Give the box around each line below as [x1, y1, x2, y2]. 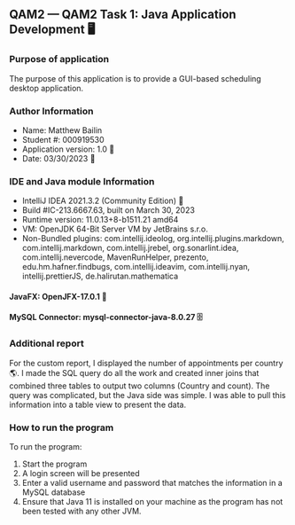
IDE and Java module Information [9, 175, 155, 187]
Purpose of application [9, 53, 110, 66]
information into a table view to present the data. [9, 399, 187, 410]
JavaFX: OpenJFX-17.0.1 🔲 [9, 291, 108, 302]
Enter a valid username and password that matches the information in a [21, 478, 283, 489]
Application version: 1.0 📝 [21, 144, 115, 154]
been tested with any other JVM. [21, 505, 142, 517]
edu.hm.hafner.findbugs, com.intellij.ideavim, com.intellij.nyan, [21, 262, 251, 272]
